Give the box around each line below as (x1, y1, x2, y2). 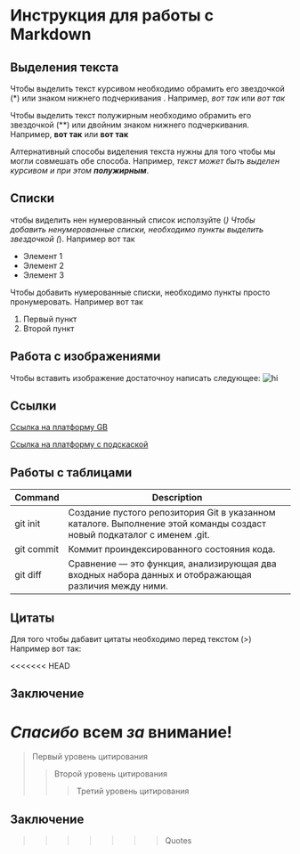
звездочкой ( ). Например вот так (10, 233, 136, 244)
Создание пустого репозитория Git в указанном (68, 507, 276, 519)
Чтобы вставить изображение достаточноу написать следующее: (10, 372, 261, 383)
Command (14, 492, 61, 504)
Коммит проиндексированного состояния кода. (68, 543, 276, 556)
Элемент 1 (22, 250, 63, 261)
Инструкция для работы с (10, 5, 215, 26)
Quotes (165, 835, 192, 846)
